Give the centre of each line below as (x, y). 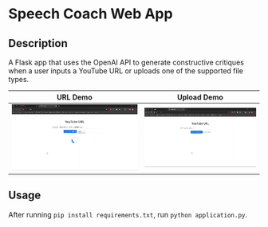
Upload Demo (200, 97)
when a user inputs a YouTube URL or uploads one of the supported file (126, 71)
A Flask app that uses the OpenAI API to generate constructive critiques (126, 62)
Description (38, 43)
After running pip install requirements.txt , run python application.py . (128, 214)
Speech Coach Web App (91, 14)
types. (19, 79)
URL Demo (75, 97)
